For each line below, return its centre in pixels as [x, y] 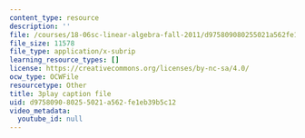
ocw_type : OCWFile [44, 77]
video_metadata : [40, 111]
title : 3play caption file [60, 94]
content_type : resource [54, 18]
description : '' [40, 26]
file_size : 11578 [42, 43]
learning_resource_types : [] [64, 60]
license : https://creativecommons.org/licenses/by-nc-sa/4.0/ [129, 69]
